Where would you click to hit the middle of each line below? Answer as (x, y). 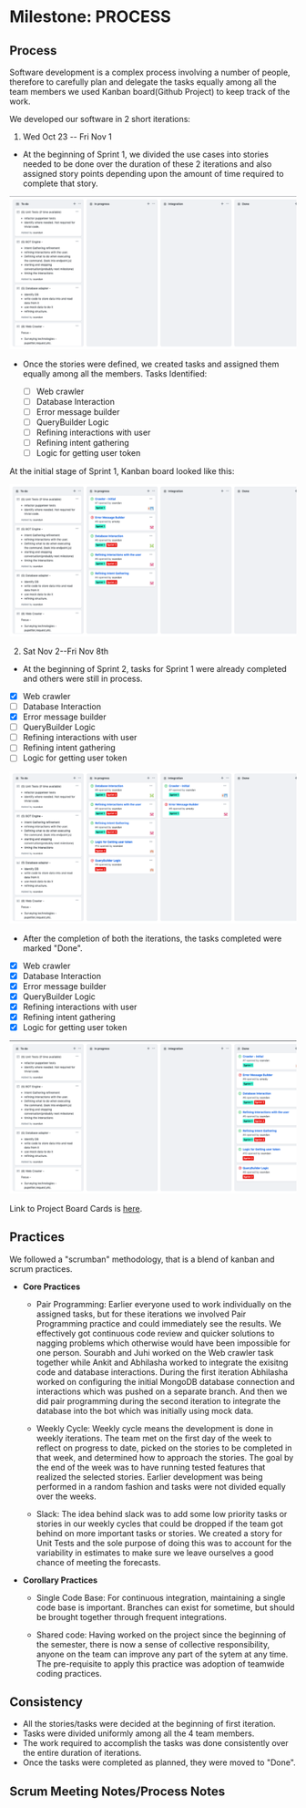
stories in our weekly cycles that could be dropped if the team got (160, 1524)
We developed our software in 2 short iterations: (100, 119)
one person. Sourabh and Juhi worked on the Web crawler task (155, 1352)
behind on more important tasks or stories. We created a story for (159, 1533)
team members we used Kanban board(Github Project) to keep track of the (150, 92)
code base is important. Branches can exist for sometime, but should (165, 1607)
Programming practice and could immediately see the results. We (159, 1323)
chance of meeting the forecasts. (98, 1562)
